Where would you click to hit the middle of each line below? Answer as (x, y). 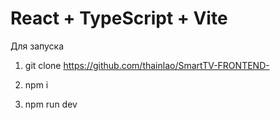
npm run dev (51, 104)
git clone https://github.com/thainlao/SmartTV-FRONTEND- (147, 65)
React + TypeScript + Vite (119, 18)
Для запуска (37, 46)
